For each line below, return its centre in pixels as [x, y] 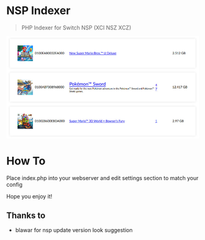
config [14, 184]
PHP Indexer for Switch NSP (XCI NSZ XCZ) [76, 28]
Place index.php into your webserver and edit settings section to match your [102, 178]
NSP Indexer [39, 11]
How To [26, 161]
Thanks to [26, 215]
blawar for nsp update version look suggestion [74, 230]
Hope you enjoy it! [29, 196]
